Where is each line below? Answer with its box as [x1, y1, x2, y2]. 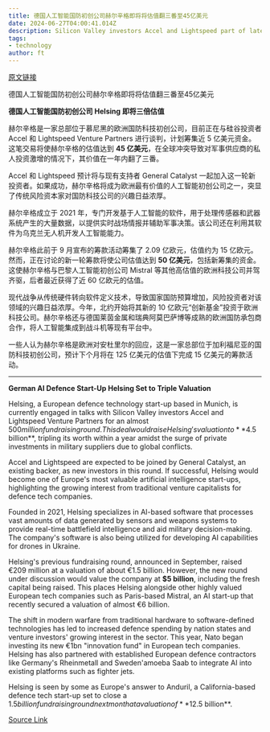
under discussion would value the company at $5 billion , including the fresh [8, 574, 260, 583]
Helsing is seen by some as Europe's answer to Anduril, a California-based [8, 682, 256, 692]
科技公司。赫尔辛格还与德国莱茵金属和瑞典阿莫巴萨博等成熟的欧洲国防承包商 [8, 313, 262, 322]
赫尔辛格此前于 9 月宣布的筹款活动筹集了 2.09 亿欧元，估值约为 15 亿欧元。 [8, 245, 259, 254]
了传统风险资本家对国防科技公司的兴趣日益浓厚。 [8, 191, 170, 200]
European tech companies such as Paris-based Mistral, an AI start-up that [8, 591, 254, 600]
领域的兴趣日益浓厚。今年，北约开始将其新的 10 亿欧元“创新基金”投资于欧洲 [8, 302, 259, 312]
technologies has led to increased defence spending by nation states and [8, 624, 252, 633]
